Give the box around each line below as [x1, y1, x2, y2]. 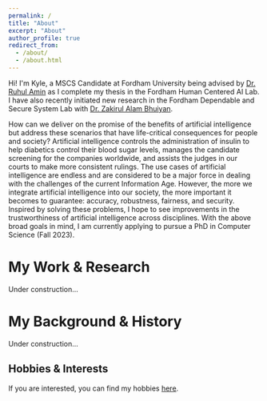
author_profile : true [8, 34, 81, 42]
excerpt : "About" [8, 26, 66, 34]
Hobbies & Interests [8, 362, 109, 376]
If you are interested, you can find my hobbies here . [8, 383, 179, 393]
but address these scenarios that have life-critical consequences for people [8, 127, 258, 137]
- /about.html [15, 57, 62, 65]
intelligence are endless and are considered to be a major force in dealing [8, 170, 250, 180]
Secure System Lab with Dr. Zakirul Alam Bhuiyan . [8, 103, 173, 113]
